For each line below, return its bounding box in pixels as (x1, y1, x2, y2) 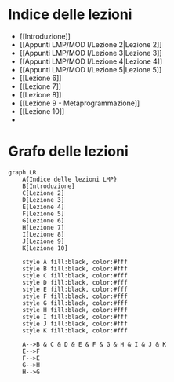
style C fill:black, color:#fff (22, 271, 128, 280)
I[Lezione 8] (22, 230, 65, 238)
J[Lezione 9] (22, 237, 65, 245)
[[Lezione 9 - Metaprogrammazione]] (19, 98, 140, 108)
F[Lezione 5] (22, 210, 65, 218)
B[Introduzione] (22, 182, 76, 190)
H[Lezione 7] (22, 223, 65, 231)
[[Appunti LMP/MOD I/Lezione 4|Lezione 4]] (19, 57, 163, 66)
